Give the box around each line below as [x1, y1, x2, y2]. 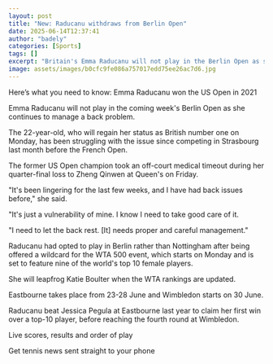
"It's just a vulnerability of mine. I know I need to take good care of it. [8, 209, 240, 219]
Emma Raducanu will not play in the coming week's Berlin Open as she [8, 103, 245, 112]
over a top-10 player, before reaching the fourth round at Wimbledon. [8, 314, 240, 324]
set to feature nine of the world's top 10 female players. [8, 258, 193, 268]
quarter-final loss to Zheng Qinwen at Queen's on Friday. [8, 169, 199, 179]
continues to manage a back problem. [8, 112, 136, 121]
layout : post [8, 11, 53, 20]
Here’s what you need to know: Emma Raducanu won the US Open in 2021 [8, 87, 258, 97]
